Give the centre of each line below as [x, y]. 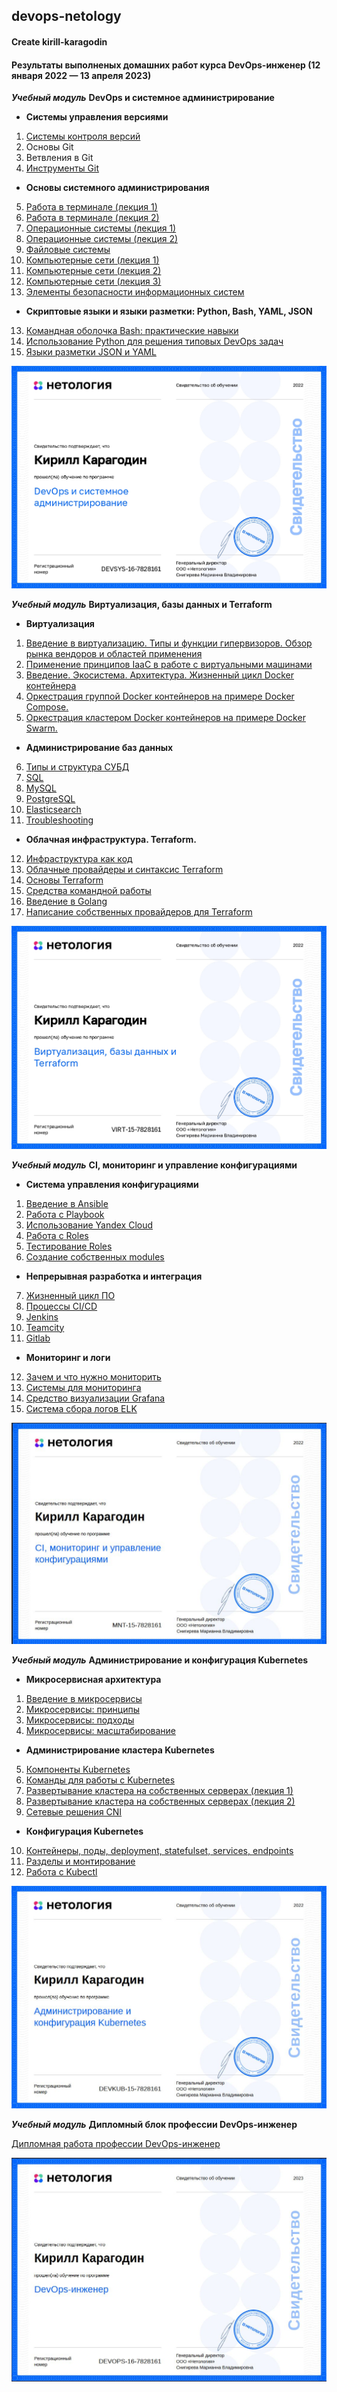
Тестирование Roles [69, 1246]
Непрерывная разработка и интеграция [114, 1276]
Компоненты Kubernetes [78, 1769]
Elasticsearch [53, 810]
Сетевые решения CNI [74, 1811]
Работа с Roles [57, 1235]
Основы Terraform [64, 880]
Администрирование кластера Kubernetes [120, 1750]
